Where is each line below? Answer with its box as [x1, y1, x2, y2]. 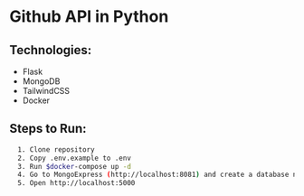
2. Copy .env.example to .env [17, 154, 131, 163]
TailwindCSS [22, 86, 71, 96]
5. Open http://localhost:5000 [17, 179, 136, 188]
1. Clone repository [17, 145, 95, 154]
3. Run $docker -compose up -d [17, 162, 131, 171]
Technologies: [9, 42, 92, 58]
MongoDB [22, 76, 61, 87]
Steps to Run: [9, 121, 88, 136]
